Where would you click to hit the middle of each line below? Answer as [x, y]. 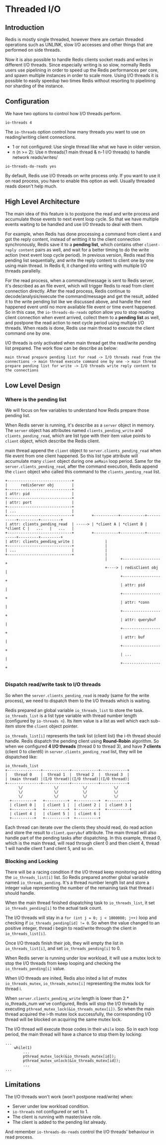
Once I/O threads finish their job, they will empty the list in [64, 943]
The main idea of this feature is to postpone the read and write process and [82, 214]
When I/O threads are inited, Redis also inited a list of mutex [66, 978]
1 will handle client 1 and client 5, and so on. [50, 848]
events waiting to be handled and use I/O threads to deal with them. [74, 224]
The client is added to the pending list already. [59, 1122]
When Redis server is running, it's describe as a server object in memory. [80, 425]
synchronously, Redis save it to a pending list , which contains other [74, 244]
